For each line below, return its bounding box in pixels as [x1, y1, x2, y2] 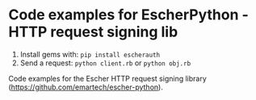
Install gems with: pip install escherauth [19, 49, 160, 59]
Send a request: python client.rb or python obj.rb [19, 58, 191, 68]
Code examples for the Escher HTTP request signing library [8, 73, 208, 83]
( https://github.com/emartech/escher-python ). [8, 82, 163, 92]
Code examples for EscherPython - [8, 6, 249, 24]
